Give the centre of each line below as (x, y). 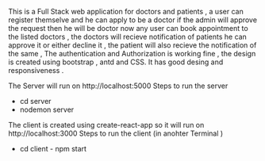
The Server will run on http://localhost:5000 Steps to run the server (118, 86)
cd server (35, 101)
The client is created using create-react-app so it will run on (106, 125)
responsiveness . (36, 70)
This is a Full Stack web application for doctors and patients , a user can (126, 11)
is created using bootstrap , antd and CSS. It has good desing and (116, 62)
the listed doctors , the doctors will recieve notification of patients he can (128, 36)
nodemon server (47, 109)
